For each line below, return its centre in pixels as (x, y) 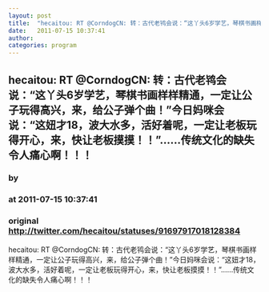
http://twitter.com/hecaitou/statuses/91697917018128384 (124, 231)
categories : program (43, 46)
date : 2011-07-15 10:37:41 (57, 30)
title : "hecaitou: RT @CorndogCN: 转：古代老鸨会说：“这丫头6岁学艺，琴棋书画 (132, 23)
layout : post (30, 16)
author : (21, 38)
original (24, 221)
